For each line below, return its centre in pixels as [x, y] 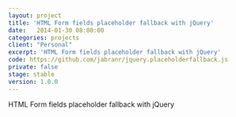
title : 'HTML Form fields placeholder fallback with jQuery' [111, 23]
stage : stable [32, 74]
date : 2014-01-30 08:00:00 [56, 30]
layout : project [35, 15]
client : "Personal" [40, 45]
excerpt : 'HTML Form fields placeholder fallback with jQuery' [115, 52]
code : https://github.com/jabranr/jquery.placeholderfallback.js [118, 60]
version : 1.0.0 [33, 81]
